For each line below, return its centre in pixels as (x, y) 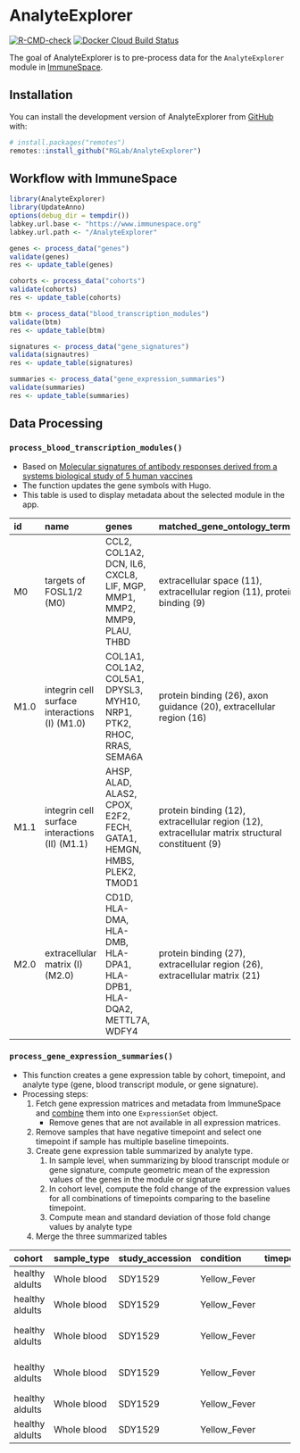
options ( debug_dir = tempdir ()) (69, 216)
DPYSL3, (124, 690)
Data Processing (56, 423)
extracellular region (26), (211, 964)
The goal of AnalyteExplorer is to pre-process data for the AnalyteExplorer (147, 57)
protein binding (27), (202, 953)
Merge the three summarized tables (101, 1236)
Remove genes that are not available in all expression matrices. (165, 1122)
